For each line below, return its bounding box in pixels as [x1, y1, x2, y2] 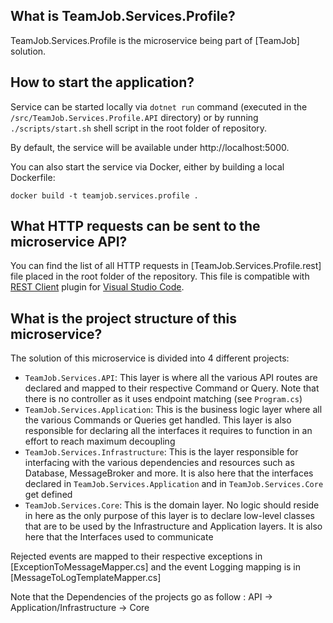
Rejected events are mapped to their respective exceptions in [10, 550, 263, 563]
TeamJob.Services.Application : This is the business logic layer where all [24, 404, 323, 416]
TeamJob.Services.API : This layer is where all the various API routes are [24, 372, 318, 384]
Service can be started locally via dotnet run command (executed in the [10, 100, 308, 113]
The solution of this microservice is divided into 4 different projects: [10, 352, 290, 364]
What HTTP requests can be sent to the [10, 218, 261, 235]
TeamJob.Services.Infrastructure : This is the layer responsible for [24, 446, 299, 458]
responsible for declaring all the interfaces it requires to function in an [24, 425, 313, 437]
